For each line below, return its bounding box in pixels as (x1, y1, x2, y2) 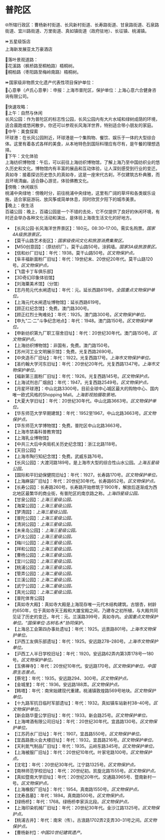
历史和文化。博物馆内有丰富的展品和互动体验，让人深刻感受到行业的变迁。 (9, 165, 160, 171)
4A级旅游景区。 (12, 231, 44, 237)
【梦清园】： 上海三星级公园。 (12, 509, 71, 514)
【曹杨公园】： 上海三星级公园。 (12, 552, 75, 558)
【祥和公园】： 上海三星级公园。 (12, 546, 75, 551)
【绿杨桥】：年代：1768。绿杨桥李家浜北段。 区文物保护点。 (12, 799, 132, 804)
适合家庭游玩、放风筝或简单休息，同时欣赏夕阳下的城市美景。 (13, 196, 138, 202)
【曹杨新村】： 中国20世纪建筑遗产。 (12, 829, 85, 835)
